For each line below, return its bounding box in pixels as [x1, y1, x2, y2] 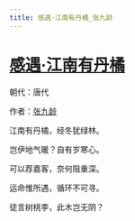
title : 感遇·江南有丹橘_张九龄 [9, 13, 113, 23]
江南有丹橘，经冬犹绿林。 [9, 124, 104, 135]
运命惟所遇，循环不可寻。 [9, 182, 104, 193]
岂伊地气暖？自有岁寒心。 [9, 143, 104, 154]
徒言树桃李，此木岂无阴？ [9, 201, 104, 212]
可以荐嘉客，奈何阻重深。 [9, 163, 104, 174]
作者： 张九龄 [9, 106, 57, 116]
